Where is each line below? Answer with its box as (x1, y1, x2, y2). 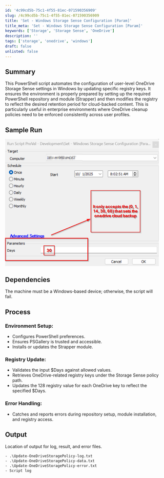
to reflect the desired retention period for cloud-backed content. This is (5, 101, 149, 107)
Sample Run (5, 126, 42, 134)
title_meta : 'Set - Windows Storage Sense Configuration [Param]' (5, 23, 143, 28)
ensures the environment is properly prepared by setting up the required (5, 91, 151, 97)
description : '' (5, 34, 38, 39)
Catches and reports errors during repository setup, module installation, (12, 411, 157, 417)
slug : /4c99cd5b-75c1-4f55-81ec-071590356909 (5, 13, 99, 18)
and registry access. (12, 416, 54, 422)
